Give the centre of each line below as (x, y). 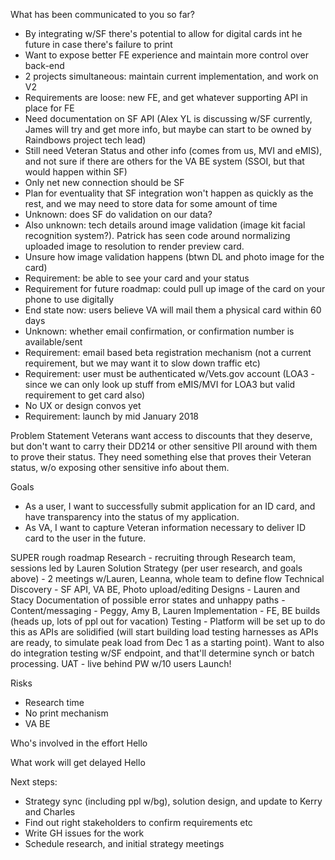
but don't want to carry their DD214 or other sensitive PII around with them (164, 446)
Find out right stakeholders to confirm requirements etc (138, 822)
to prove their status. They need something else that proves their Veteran (161, 457)
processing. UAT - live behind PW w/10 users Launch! (121, 663)
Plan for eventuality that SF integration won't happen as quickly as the (169, 193)
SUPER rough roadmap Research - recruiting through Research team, (153, 557)
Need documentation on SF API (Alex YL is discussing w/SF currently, (168, 118)
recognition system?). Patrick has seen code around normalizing (157, 235)
